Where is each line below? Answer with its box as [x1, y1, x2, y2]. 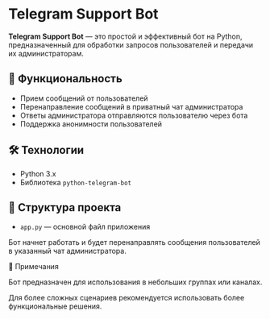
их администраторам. [8, 48, 85, 58]
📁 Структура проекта [8, 201, 122, 214]
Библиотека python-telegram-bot [19, 177, 132, 187]
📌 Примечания [8, 262, 59, 271]
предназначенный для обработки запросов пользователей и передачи [8, 39, 254, 49]
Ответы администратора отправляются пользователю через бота [19, 110, 248, 120]
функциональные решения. [8, 301, 102, 311]
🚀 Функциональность [8, 72, 123, 85]
